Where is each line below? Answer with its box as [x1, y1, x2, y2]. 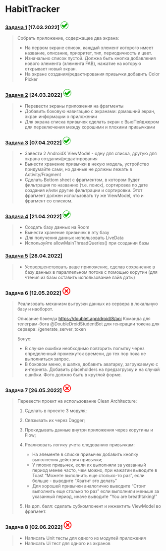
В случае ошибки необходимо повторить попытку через [24, 345, 145, 351]
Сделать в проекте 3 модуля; [24, 408, 87, 414]
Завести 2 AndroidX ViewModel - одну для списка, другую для [24, 150, 157, 157]
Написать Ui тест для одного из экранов [24, 540, 111, 546]
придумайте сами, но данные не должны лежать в [24, 166, 132, 172]
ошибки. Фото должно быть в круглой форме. [24, 371, 122, 377]
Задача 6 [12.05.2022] [5, 289, 61, 296]
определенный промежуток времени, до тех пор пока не [24, 351, 146, 357]
